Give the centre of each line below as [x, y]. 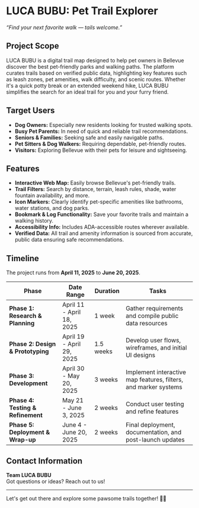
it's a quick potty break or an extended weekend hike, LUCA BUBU [87, 85]
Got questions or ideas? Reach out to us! [56, 481]
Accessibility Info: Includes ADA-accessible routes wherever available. [102, 227]
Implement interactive [156, 372]
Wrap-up [23, 440]
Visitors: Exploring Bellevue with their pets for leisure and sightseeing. [101, 150]
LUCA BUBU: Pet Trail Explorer [82, 11]
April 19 [73, 336]
